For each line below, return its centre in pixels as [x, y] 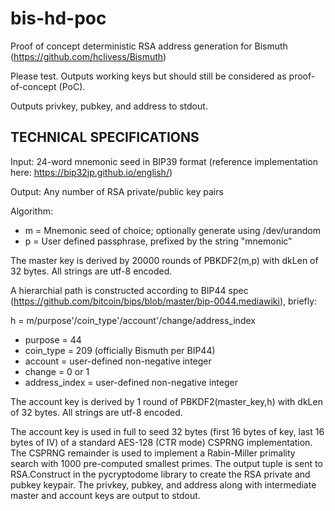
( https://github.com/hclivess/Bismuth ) [88, 56]
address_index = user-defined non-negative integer [131, 382]
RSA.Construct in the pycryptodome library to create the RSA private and [160, 474]
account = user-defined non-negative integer [118, 361]
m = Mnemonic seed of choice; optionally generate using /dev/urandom [173, 230]
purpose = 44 [53, 339]
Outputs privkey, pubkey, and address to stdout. [109, 106]
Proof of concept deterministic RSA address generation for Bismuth [149, 46]
